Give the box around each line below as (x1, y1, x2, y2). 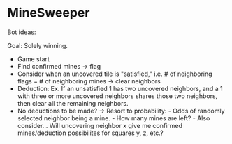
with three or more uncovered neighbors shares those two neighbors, (17, 92, 218, 100)
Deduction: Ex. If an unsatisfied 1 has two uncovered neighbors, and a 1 (17, 84, 223, 93)
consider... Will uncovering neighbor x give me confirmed (17, 121, 183, 129)
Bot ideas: (7, 28, 36, 36)
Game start (17, 54, 50, 63)
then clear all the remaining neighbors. (17, 99, 129, 107)
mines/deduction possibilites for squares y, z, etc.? (17, 129, 164, 137)
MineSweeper (7, 5, 90, 21)
